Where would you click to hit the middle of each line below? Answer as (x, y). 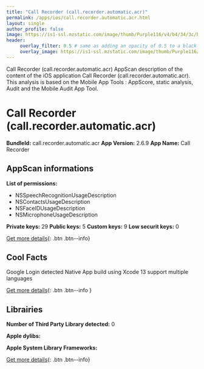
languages (19, 279)
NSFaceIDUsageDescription (50, 208)
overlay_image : (39, 52)
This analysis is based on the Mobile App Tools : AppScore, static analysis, (100, 82)
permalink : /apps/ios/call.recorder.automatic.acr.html (78, 18)
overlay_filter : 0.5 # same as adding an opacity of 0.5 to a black (108, 46)
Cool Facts (27, 257)
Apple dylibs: (23, 336)
